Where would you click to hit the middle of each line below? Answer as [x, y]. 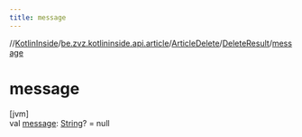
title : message [38, 17]
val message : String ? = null [59, 123]
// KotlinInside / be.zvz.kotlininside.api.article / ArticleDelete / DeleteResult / [141, 43]
